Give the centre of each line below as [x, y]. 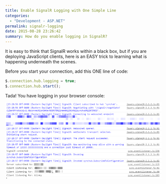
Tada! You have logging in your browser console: [55, 95]
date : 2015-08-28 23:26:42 [33, 31]
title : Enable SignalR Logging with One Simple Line [61, 10]
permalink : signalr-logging [34, 26]
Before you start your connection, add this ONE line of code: [67, 71]
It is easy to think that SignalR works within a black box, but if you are [76, 51]
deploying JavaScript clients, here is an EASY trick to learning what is [76, 56]
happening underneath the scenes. [41, 62]
